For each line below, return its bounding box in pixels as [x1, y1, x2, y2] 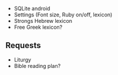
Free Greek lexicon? [14, 23, 63, 30]
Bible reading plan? [14, 62, 61, 69]
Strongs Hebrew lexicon [14, 18, 73, 24]
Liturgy [14, 56, 32, 63]
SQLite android [14, 5, 50, 12]
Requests [5, 40, 41, 50]
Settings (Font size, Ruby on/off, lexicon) [14, 11, 113, 18]
